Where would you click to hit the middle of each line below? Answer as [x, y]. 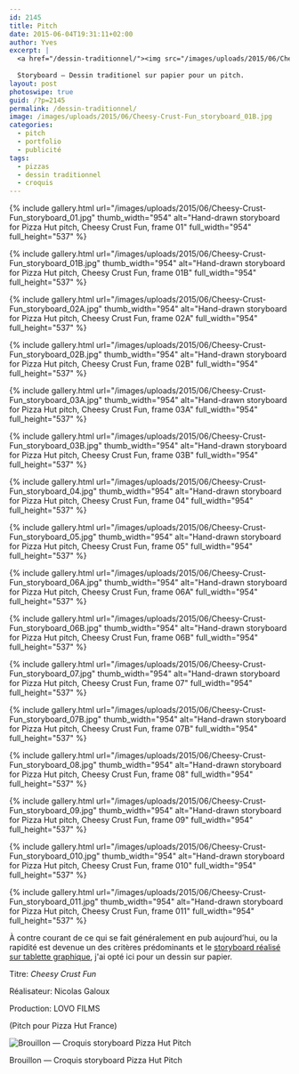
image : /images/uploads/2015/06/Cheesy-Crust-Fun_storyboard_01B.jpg [141, 117]
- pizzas [33, 166]
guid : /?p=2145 [37, 100]
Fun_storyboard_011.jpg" [54, 902]
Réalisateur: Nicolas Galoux [60, 991]
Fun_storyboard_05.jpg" [53, 537]
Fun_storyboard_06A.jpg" [56, 583]
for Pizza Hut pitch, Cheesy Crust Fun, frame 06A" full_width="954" [133, 592]
